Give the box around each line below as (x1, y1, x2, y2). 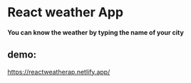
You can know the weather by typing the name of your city (7, 28, 184, 36)
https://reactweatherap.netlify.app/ (7, 67, 110, 76)
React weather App (7, 4, 123, 21)
